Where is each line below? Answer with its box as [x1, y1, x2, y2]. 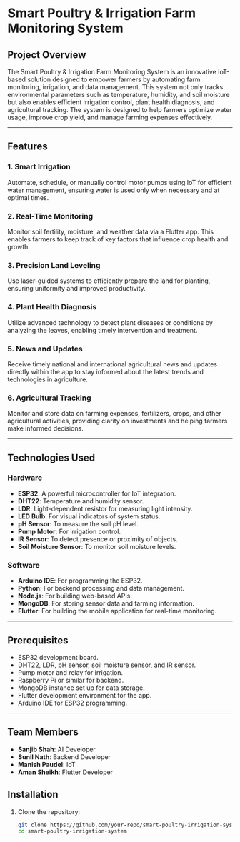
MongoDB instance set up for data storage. [17, 683, 145, 692]
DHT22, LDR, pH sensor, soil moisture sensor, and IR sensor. [17, 661, 196, 669]
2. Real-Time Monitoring [7, 211, 94, 221]
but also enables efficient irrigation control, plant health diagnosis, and [7, 98, 215, 106]
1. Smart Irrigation [7, 162, 71, 172]
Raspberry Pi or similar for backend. [17, 676, 124, 684]
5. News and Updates [7, 344, 84, 354]
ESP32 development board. [17, 653, 99, 661]
